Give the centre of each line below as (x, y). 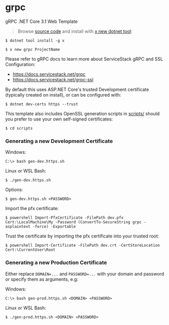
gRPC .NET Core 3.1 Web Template (41, 21)
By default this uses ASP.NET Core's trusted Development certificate (77, 89)
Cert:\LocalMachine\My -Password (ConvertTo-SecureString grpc (74, 222)
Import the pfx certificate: (32, 209)
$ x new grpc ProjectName (32, 49)
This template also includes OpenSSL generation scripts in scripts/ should (82, 113)
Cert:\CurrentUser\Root (30, 250)
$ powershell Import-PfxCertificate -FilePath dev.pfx (64, 218)
